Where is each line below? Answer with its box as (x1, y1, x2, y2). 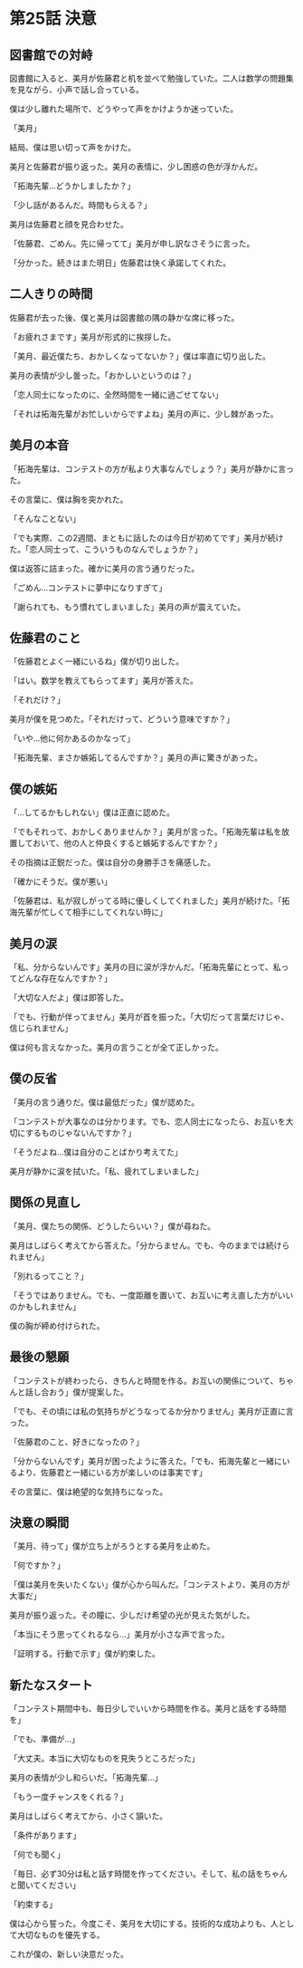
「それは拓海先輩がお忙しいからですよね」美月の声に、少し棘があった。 (9, 408, 279, 419)
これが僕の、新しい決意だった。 (9, 1949, 128, 1960)
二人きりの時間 (9, 286, 93, 302)
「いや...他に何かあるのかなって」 (9, 733, 136, 744)
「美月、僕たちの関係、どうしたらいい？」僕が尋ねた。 (9, 1220, 215, 1232)
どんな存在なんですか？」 (16, 973, 113, 984)
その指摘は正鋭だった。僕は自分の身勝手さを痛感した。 (9, 857, 215, 868)
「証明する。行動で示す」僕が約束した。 (9, 1648, 160, 1659)
